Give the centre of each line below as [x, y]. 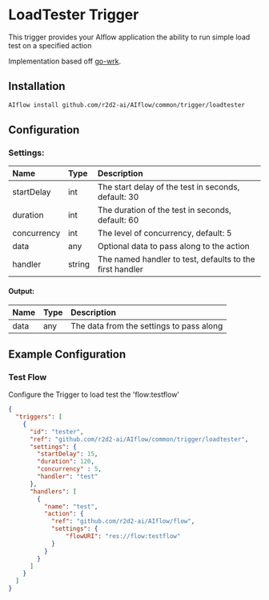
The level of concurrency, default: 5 [165, 233]
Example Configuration [67, 354]
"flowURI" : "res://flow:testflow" [123, 537]
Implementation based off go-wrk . [65, 61]
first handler [120, 269]
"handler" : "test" [68, 477]
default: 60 [118, 220]
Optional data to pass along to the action [173, 247]
